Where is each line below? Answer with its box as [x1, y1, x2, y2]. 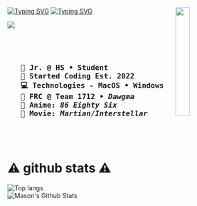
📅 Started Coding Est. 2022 [20, 71, 135, 81]
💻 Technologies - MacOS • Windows [20, 81, 164, 91]
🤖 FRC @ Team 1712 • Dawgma [20, 92, 135, 102]
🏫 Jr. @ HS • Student [20, 63, 109, 73]
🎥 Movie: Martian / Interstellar [20, 109, 148, 118]
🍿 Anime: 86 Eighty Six [20, 101, 117, 110]
